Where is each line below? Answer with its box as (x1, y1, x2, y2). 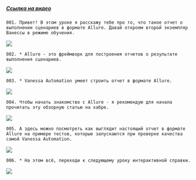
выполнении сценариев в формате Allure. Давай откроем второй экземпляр (6, 24, 188, 31)
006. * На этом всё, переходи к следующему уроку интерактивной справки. (6, 157, 191, 163)
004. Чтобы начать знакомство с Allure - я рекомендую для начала (6, 99, 172, 105)
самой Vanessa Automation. (6, 136, 72, 142)
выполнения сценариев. (6, 56, 62, 62)
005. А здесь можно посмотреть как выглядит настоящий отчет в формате (6, 126, 185, 132)
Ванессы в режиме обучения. (6, 30, 75, 35)
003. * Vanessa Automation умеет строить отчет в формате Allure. (6, 77, 172, 84)
